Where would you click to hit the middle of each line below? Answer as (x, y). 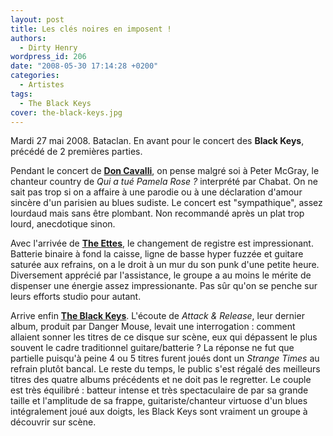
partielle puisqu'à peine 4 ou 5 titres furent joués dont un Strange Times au (165, 358)
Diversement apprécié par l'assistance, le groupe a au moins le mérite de (161, 275)
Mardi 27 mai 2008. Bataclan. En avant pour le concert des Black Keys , (157, 141)
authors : (28, 38)
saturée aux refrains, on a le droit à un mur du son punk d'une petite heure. (165, 265)
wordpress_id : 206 (48, 57)
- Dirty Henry (48, 47)
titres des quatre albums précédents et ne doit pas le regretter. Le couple (161, 380)
